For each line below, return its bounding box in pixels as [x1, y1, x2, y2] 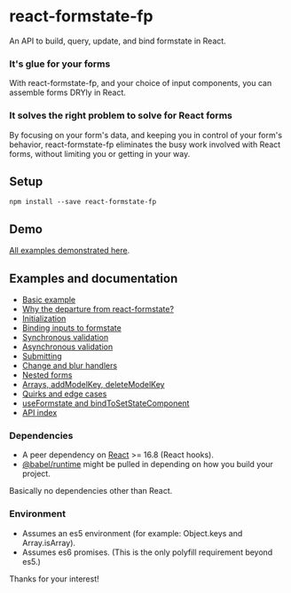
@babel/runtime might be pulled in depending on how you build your [21, 459, 273, 470]
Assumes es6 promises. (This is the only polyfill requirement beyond [21, 547, 273, 558]
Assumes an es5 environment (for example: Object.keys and [21, 527, 243, 538]
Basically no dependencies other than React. [9, 486, 173, 496]
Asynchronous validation [21, 341, 114, 352]
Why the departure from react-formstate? [21, 303, 175, 314]
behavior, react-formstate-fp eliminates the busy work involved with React [9, 139, 281, 150]
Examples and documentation [9, 270, 178, 285]
